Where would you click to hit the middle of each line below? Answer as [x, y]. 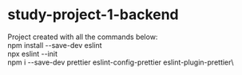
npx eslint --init [32, 53]
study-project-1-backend [93, 15]
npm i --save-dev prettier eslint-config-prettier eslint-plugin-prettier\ [121, 62]
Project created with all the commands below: [83, 37]
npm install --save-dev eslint [55, 45]
